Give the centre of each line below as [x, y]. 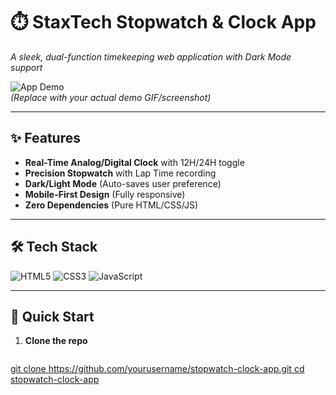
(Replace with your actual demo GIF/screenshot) [111, 97]
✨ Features [45, 138]
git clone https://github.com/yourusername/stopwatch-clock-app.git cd [157, 369]
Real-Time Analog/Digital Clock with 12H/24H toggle [134, 162]
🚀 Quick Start [52, 316]
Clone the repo [56, 341]
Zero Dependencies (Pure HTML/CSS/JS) [111, 205]
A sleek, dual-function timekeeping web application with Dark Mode [151, 56]
